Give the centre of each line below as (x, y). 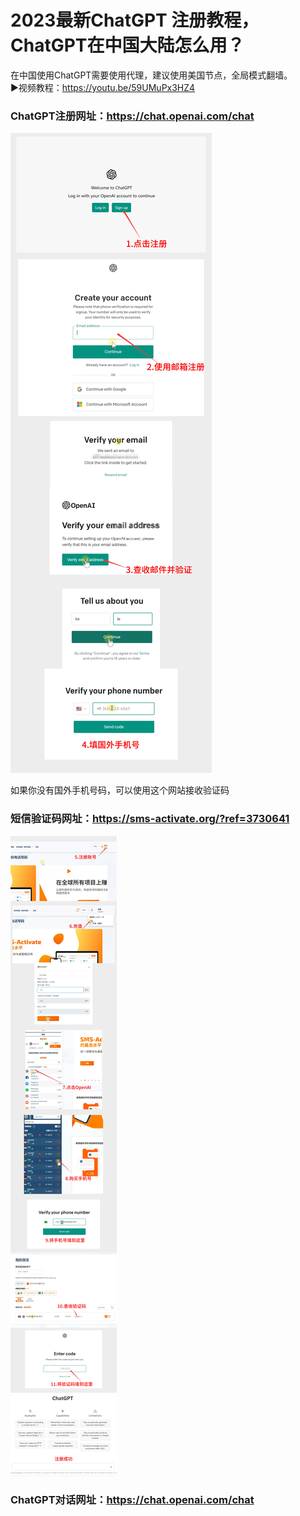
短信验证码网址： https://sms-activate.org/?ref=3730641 (150, 819)
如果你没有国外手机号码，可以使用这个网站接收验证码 (120, 790)
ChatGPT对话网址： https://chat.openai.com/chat (132, 1500)
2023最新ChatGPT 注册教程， (135, 20)
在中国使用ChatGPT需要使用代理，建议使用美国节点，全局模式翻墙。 (151, 75)
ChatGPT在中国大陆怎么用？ (127, 45)
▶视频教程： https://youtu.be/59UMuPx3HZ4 (103, 87)
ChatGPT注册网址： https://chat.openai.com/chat (132, 116)
